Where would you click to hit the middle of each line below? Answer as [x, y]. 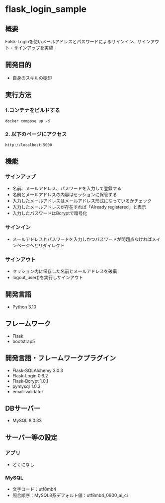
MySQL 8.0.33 [27, 421]
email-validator [28, 391]
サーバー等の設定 [31, 437]
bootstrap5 [24, 341]
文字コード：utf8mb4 [34, 489]
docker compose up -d [28, 121]
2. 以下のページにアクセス [36, 134]
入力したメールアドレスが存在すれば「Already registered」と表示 [79, 207]
